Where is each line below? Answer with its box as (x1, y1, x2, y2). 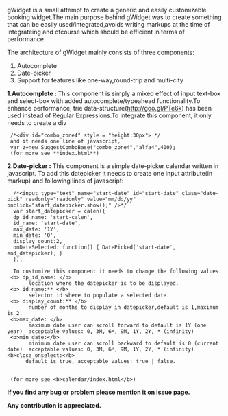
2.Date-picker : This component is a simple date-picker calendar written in (7, 162, 219, 170)
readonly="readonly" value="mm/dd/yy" (25, 196, 136, 203)
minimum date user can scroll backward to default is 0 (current (28, 340, 219, 347)
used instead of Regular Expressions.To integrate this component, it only (7, 111, 212, 119)
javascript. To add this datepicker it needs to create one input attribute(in (7, 170, 213, 177)
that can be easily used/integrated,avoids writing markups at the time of (7, 21, 210, 28)
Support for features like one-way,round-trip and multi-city (16, 76, 183, 84)
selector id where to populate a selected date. (28, 292, 170, 299)
